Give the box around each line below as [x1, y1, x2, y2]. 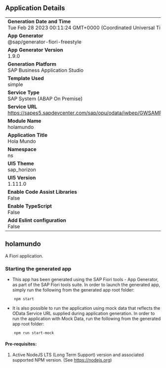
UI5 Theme [7, 160, 35, 167]
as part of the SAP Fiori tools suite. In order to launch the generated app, [12, 282, 161, 287]
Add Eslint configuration [7, 217, 67, 224]
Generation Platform [7, 60, 57, 67]
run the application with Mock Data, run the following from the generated [12, 316, 161, 322]
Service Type [7, 89, 40, 96]
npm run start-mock [14, 330, 54, 335]
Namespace [7, 146, 37, 153]
